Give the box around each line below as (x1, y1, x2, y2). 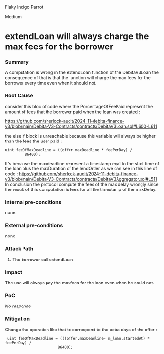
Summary (5, 59, 29, 66)
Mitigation (5, 315, 30, 322)
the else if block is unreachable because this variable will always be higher (5, 133, 156, 139)
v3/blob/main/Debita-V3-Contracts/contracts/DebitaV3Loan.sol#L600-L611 (5, 123, 157, 129)
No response (5, 303, 31, 309)
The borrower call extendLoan (12, 257, 73, 262)
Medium (5, 14, 22, 19)
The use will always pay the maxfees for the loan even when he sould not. (5, 280, 154, 285)
